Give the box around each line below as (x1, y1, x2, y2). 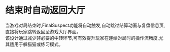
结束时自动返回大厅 (5, 5, 86, 16)
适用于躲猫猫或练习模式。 (9, 41, 63, 47)
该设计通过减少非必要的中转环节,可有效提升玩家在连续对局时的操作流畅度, (5, 35, 159, 41)
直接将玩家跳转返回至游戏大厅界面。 (5, 28, 81, 34)
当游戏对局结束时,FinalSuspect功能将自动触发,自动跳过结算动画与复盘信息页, (5, 22, 165, 28)
